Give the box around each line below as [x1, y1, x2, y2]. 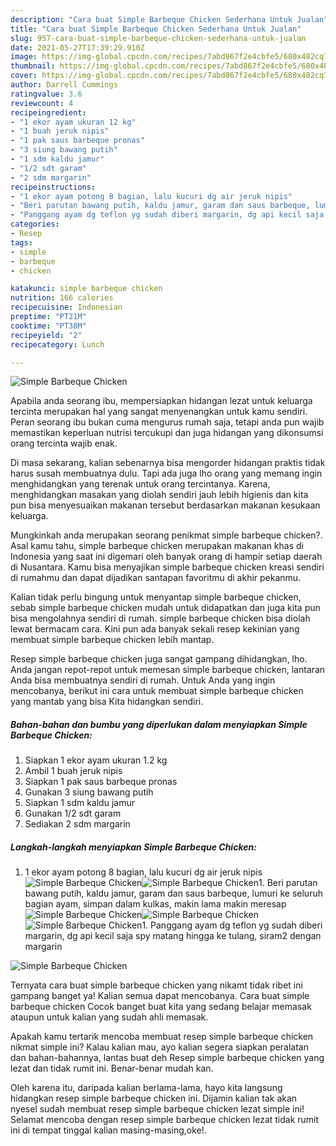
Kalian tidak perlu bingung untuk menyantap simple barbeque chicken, [10, 591, 302, 603]
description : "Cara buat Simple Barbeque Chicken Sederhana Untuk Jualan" [10, 14, 329, 25]
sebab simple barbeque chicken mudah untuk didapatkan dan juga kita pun [10, 602, 321, 614]
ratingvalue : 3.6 [10, 89, 83, 99]
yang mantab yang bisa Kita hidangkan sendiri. [10, 696, 204, 708]
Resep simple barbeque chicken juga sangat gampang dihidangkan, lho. [10, 653, 308, 665]
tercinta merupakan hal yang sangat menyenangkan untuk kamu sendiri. [10, 406, 308, 418]
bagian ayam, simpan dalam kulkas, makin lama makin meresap [24, 898, 287, 910]
